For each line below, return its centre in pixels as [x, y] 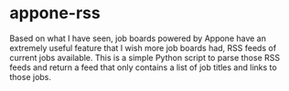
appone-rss [55, 13]
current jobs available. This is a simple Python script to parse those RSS [145, 57]
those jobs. [31, 76]
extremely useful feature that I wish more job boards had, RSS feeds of [143, 47]
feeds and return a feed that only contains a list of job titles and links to [143, 67]
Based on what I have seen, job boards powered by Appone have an [138, 38]
